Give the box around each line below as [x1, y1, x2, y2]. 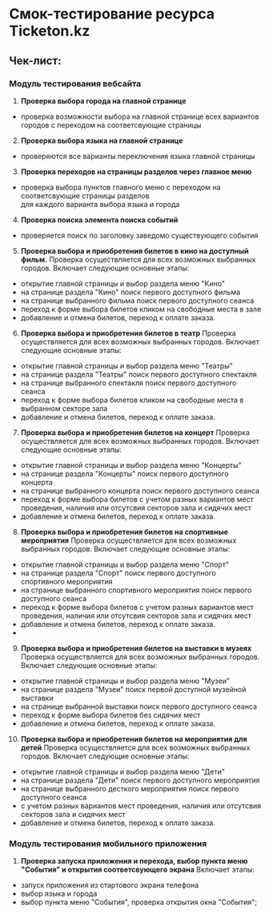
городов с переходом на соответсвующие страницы [20, 120, 202, 129]
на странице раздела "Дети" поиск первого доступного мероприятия [20, 775, 260, 785]
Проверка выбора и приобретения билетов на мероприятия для [20, 734, 247, 743]
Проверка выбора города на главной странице [20, 96, 187, 105]
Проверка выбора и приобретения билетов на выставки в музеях [20, 643, 252, 653]
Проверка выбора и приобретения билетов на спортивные [20, 527, 229, 536]
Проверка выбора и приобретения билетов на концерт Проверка [20, 427, 251, 437]
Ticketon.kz [9, 22, 90, 40]
